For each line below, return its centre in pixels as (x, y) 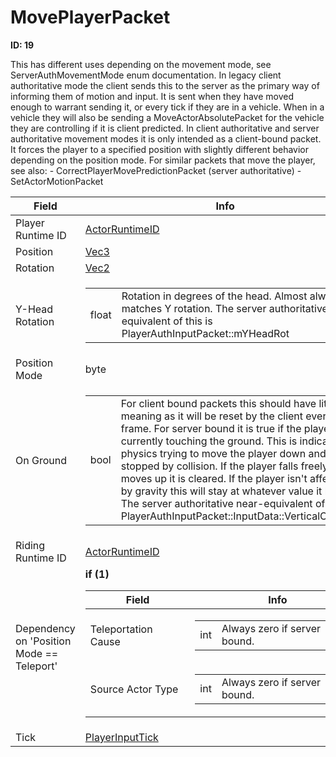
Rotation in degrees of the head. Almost (214, 296)
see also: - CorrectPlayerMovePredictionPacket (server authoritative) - (156, 170)
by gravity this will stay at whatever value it (221, 491)
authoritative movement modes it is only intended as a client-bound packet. (166, 138)
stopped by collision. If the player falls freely (224, 466)
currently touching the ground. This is (209, 441)
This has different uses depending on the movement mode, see (141, 64)
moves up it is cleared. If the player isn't (214, 478)
